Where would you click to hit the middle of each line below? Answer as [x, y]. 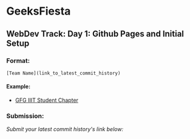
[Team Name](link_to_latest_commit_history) [63, 73]
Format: [18, 60]
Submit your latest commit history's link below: [65, 129]
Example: [19, 87]
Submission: [25, 116]
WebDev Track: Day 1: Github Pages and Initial [95, 34]
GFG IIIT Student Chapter [47, 100]
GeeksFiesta [39, 11]
